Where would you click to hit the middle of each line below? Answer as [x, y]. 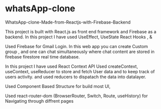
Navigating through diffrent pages [39, 101]
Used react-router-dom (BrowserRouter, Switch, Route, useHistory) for [77, 96]
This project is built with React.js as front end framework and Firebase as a [81, 31]
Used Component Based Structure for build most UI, [58, 86]
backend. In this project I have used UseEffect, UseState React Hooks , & [79, 37]
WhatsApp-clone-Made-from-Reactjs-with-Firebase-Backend [68, 22]
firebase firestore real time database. [42, 56]
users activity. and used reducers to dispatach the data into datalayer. [76, 77]
